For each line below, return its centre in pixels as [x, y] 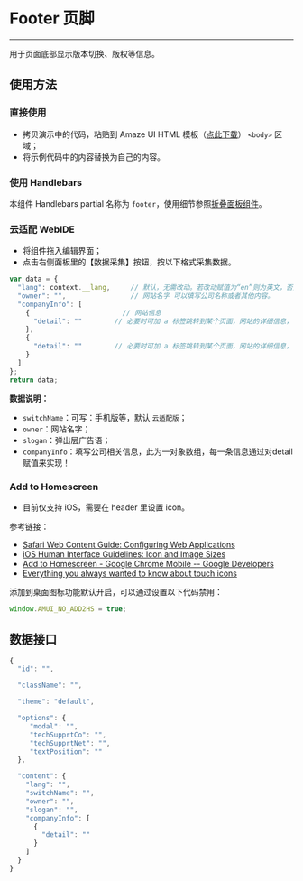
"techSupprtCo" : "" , [68, 735]
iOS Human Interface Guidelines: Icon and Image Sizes [124, 554]
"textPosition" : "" [66, 751]
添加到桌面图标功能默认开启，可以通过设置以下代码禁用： [116, 591]
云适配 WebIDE [42, 229]
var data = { [34, 279]
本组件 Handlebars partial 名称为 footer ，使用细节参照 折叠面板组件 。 [138, 203]
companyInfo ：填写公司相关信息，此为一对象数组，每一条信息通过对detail [157, 451]
